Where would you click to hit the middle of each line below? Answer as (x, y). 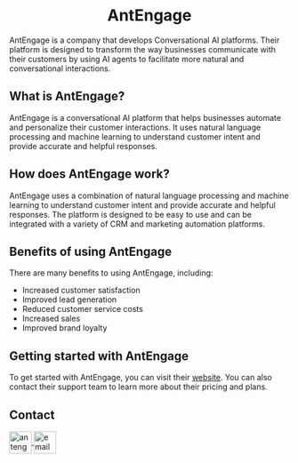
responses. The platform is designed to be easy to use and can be (130, 214)
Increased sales (51, 319)
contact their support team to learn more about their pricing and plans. (139, 387)
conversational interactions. (60, 68)
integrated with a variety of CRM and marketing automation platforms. (137, 224)
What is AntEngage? (67, 96)
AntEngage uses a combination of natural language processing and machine (149, 196)
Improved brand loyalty (64, 328)
